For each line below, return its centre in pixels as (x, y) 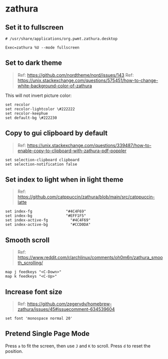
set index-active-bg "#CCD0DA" (48, 225)
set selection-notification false (41, 164)
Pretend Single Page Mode (47, 334)
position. (14, 351)
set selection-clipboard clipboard (42, 160)
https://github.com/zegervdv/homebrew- (69, 304)
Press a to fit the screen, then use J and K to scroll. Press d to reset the (78, 346)
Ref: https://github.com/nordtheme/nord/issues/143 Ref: (75, 75)
